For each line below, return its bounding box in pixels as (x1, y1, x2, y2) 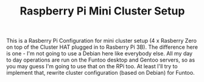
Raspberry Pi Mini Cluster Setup (19, 4, 185, 18)
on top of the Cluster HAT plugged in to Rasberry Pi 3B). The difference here (6, 43, 198, 51)
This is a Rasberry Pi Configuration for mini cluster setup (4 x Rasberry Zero (6, 37, 197, 44)
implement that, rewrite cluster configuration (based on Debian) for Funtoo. (6, 69, 195, 76)
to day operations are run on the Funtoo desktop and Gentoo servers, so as (6, 56, 195, 63)
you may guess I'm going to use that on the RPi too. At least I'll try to (6, 62, 178, 70)
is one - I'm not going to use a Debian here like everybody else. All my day (6, 49, 193, 57)
